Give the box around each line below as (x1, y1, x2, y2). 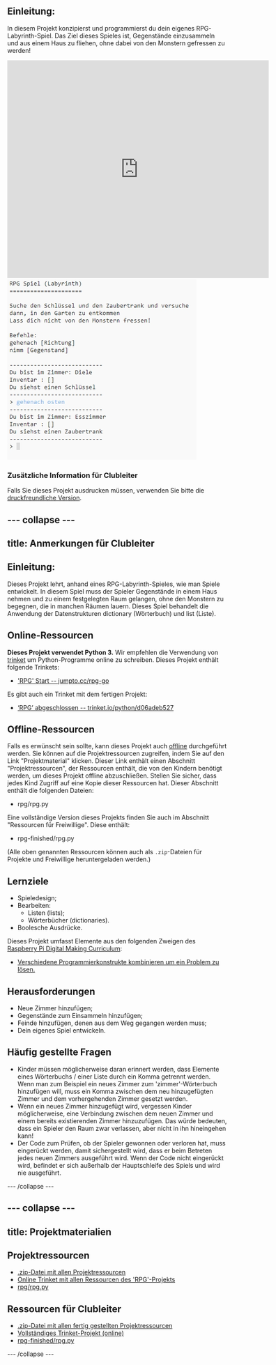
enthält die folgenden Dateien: (7, 787, 94, 795)
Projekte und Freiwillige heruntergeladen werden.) (7, 855, 151, 863)
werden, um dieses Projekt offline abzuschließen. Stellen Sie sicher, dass (7, 771, 217, 780)
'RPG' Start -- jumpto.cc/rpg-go (17, 676, 109, 685)
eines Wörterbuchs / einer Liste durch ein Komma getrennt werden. (17, 1072, 211, 1081)
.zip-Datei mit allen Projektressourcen (17, 1268, 126, 1277)
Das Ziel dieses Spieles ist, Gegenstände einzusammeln (54, 31, 215, 40)
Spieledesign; (17, 894, 57, 902)
